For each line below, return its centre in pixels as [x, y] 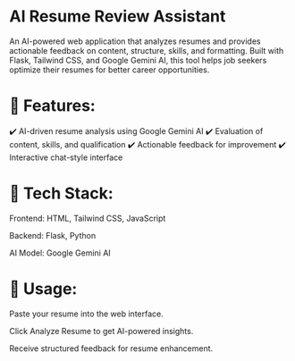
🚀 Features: [52, 106]
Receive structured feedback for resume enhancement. [111, 348]
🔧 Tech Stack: [61, 193]
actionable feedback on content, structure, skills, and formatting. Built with [147, 50]
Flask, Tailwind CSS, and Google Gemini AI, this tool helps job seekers [138, 60]
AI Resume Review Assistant [118, 17]
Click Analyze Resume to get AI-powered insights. [101, 331]
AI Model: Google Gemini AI [60, 253]
